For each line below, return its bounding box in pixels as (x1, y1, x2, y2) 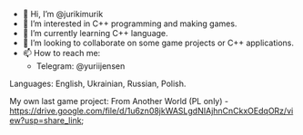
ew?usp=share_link (9, 115, 82, 126)
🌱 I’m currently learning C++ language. (22, 28, 168, 38)
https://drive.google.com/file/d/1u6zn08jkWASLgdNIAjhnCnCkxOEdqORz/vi (9, 105, 294, 116)
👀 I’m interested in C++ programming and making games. (22, 18, 237, 29)
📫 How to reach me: (22, 48, 101, 58)
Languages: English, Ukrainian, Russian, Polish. (9, 78, 187, 89)
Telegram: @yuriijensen (35, 61, 126, 72)
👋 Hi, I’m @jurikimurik (22, 9, 104, 19)
